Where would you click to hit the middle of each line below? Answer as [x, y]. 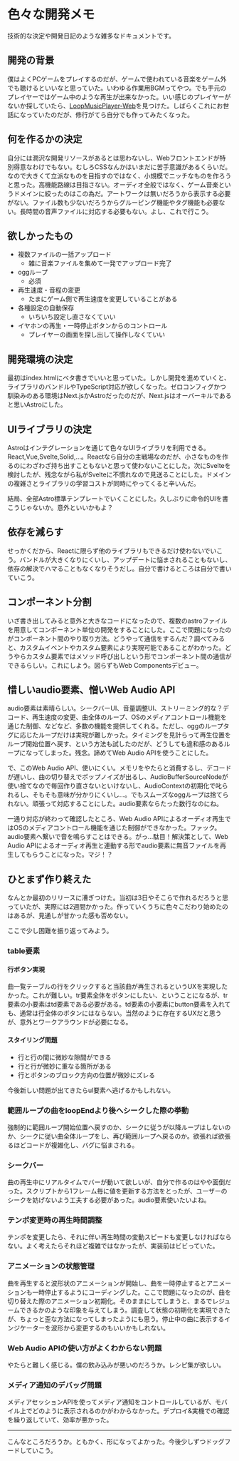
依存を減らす [36, 532]
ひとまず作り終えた [49, 879]
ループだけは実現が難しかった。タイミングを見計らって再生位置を [134, 735]
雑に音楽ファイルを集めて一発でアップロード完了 [100, 263]
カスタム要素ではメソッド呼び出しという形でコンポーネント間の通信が [129, 656]
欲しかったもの [40, 236]
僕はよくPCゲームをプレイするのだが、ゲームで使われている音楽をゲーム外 [117, 78]
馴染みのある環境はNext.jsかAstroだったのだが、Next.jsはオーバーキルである [119, 396]
